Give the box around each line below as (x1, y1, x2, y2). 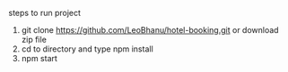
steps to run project (8, 8, 82, 18)
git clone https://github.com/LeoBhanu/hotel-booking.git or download (21, 25, 279, 35)
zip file (21, 35, 47, 44)
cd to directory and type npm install (21, 44, 153, 54)
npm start (21, 53, 57, 63)
